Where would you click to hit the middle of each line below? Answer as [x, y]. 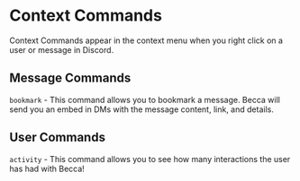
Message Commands [70, 78]
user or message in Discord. [62, 49]
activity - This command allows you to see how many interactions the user [150, 159]
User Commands [58, 138]
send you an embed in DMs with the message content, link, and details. [142, 109]
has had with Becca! [47, 168]
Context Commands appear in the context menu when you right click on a [146, 40]
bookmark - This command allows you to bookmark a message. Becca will [145, 99]
